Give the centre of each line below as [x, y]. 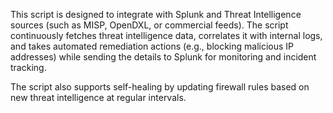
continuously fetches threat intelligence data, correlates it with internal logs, [166, 35]
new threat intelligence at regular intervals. [98, 97]
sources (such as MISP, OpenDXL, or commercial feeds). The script [149, 25]
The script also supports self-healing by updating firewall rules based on [160, 87]
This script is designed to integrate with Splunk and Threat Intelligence [156, 14]
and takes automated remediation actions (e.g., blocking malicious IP [152, 46]
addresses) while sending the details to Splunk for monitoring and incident [163, 57]
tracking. [28, 67]
